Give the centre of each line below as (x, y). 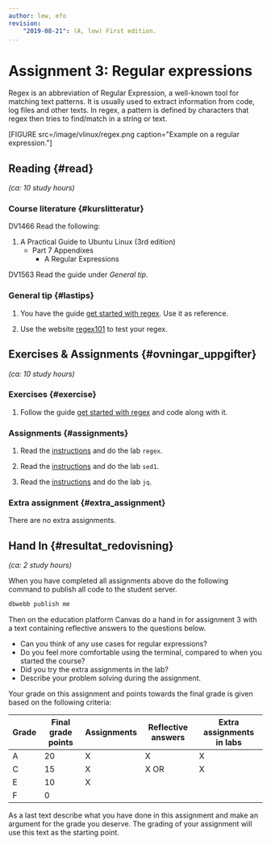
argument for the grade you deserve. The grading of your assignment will (130, 824)
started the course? (52, 661)
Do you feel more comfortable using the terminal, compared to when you (141, 653)
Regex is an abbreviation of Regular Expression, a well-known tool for (124, 93)
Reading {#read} (51, 168)
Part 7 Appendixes (63, 250)
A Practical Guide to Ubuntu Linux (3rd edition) (98, 242)
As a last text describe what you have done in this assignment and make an (133, 815)
